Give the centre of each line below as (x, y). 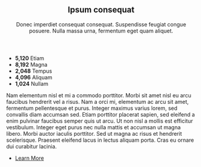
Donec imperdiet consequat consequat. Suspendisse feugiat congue (101, 24)
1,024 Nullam (32, 83)
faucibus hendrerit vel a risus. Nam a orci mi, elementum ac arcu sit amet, (97, 102)
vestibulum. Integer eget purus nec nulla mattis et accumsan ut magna (94, 127)
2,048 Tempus (33, 71)
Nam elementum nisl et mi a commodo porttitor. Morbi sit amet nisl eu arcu (99, 95)
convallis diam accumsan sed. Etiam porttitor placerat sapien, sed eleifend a (101, 114)
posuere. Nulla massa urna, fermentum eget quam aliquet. (101, 31)
